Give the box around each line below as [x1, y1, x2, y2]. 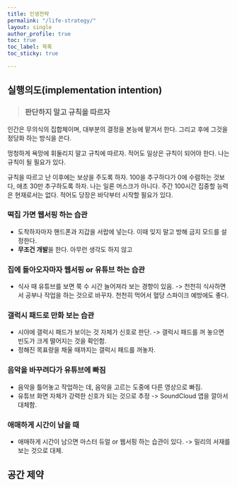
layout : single [7, 23, 52, 31]
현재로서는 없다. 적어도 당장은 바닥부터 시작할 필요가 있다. [14, 190, 173, 199]
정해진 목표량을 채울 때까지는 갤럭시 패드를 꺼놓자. [17, 346, 156, 354]
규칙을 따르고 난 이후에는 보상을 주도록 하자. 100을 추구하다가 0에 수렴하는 [7, 173, 212, 181]
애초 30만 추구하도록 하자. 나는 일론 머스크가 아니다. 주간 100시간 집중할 [16, 182, 216, 190]
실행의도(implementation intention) [7, 84, 163, 97]
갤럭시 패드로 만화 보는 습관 [7, 310, 95, 320]
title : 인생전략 [7, 10, 50, 18]
